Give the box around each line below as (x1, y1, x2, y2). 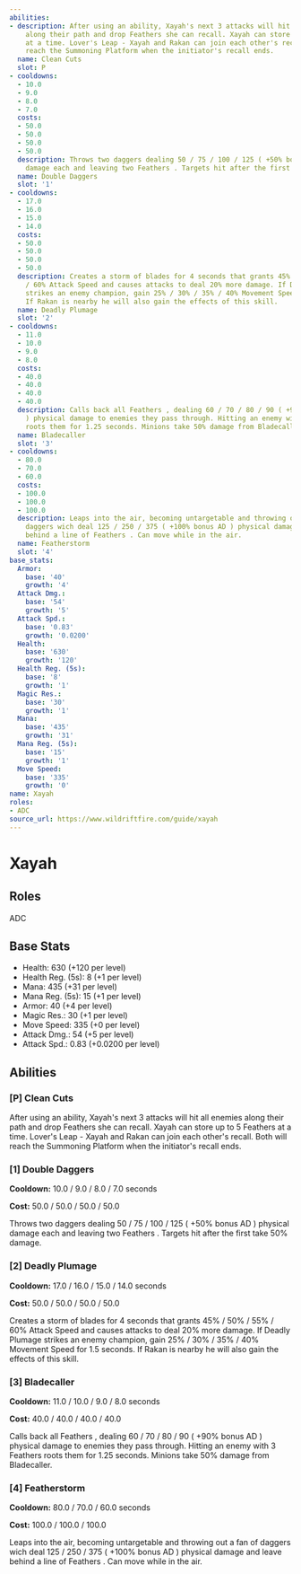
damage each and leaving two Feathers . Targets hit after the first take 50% (9, 1227, 288, 1239)
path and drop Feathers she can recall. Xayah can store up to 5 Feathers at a (9, 1121, 292, 1132)
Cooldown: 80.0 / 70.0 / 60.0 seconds (9, 1502, 150, 1513)
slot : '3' (17, 439, 54, 448)
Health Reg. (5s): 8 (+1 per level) (21, 972, 142, 983)
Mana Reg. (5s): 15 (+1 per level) (21, 991, 142, 1002)
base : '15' (25, 747, 66, 757)
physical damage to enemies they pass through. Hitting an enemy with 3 (9, 1440, 276, 1451)
